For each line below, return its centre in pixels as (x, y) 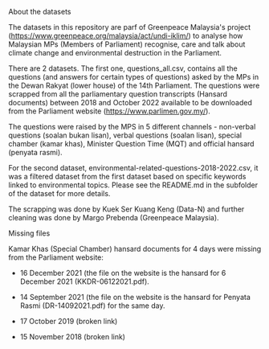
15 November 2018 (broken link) (73, 337)
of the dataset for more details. (59, 193)
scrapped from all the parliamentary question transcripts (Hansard (118, 94)
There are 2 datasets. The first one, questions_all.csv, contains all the (123, 68)
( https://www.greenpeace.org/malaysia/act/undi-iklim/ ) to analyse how (126, 36)
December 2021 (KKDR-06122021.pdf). (85, 281)
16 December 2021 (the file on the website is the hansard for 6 (123, 273)
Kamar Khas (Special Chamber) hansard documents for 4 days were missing (135, 249)
